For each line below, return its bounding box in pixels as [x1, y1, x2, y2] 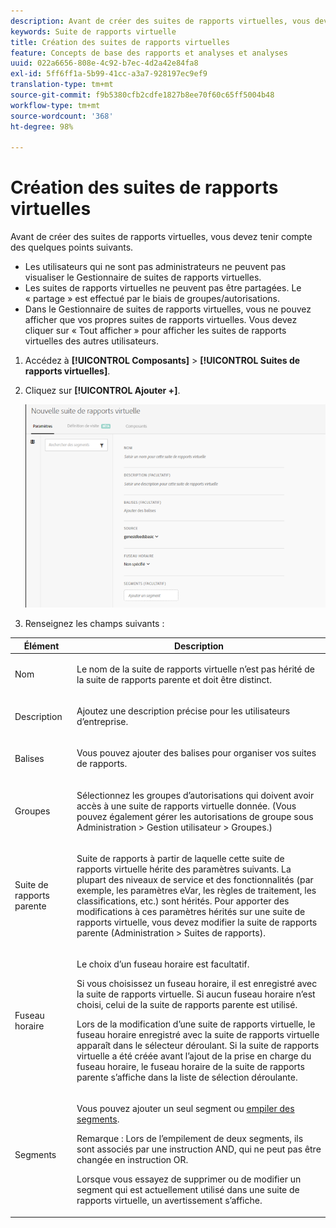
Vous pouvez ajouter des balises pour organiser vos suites [76, 747, 317, 759]
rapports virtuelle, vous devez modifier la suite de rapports [76, 916, 318, 928]
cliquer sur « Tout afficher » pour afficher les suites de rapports [24, 325, 287, 337]
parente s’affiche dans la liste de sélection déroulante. [76, 1071, 298, 1084]
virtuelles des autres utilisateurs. [24, 335, 160, 347]
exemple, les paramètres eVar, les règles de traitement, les [76, 884, 317, 896]
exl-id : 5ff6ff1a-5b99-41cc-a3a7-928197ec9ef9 [10, 69, 208, 79]
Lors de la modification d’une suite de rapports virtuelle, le [76, 1018, 316, 1030]
